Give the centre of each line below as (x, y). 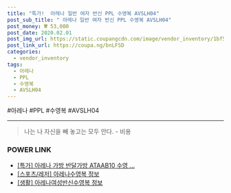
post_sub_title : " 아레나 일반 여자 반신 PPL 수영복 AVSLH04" (89, 20)
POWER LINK (29, 150)
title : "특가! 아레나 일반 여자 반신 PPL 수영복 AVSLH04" (83, 13)
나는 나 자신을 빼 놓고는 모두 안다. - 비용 (77, 132)
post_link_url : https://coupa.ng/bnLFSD (66, 45)
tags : (15, 65)
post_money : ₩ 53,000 (38, 26)
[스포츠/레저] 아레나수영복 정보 (58, 174)
